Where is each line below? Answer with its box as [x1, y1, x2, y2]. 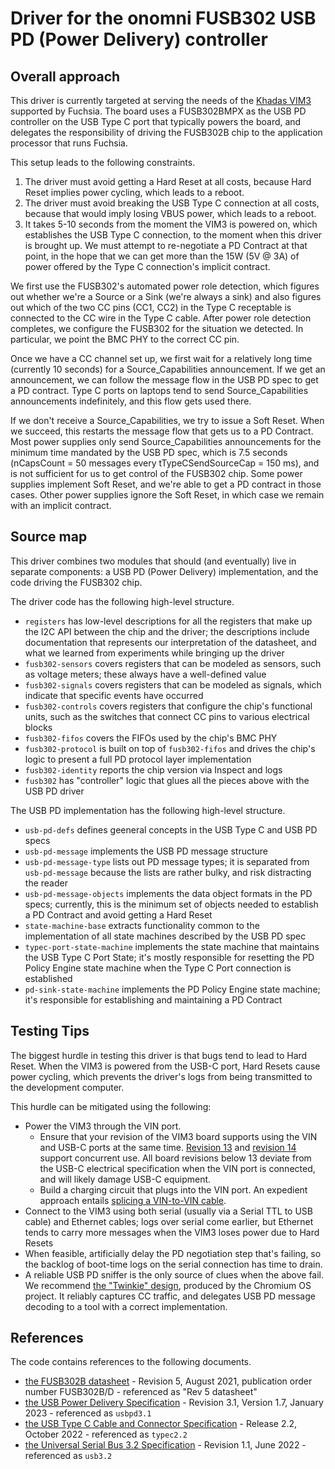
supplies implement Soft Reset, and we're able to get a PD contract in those [10, 478, 322, 490]
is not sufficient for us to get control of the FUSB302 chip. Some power [10, 468, 303, 479]
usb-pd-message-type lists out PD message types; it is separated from [24, 855, 310, 867]
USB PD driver [24, 785, 85, 797]
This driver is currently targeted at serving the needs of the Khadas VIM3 [10, 95, 312, 106]
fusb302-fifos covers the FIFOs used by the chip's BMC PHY [24, 732, 278, 744]
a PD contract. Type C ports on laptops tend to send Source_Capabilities [10, 385, 309, 396]
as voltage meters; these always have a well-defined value [24, 668, 267, 680]
